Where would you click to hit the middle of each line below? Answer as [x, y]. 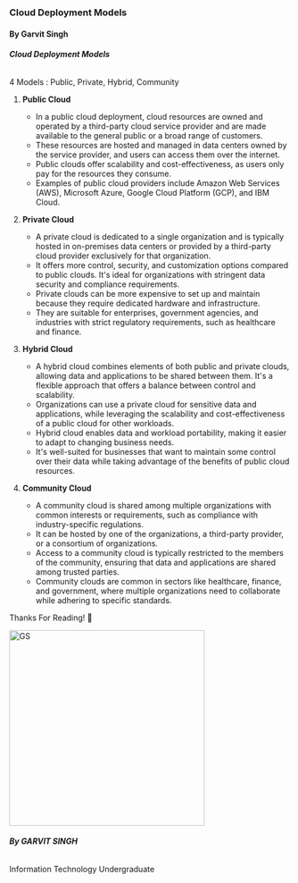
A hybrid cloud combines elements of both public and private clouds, [162, 366]
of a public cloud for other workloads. [105, 423]
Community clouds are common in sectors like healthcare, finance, [158, 581]
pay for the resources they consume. [103, 173]
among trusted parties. [78, 572]
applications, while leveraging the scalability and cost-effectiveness [160, 414]
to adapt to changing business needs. [105, 442]
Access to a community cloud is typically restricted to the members [159, 552]
